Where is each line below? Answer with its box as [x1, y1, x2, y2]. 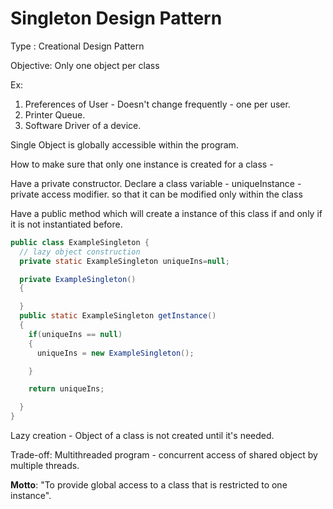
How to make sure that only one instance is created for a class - [10, 158, 274, 170]
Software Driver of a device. [24, 119, 142, 131]
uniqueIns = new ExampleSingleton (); [36, 348, 195, 358]
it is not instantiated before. [10, 218, 123, 230]
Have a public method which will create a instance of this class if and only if [10, 207, 323, 219]
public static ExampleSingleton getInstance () [19, 311, 217, 321]
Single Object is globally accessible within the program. [10, 138, 239, 151]
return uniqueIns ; [28, 384, 105, 394]
